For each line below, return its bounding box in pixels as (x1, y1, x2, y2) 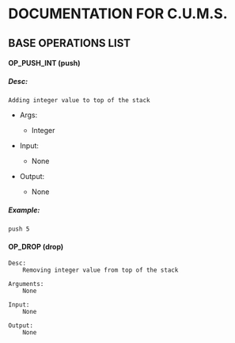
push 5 (8, 225, 30, 234)
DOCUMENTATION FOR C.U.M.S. (8, 5, 228, 23)
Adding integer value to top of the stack (8, 97, 150, 105)
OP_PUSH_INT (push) (8, 59, 81, 68)
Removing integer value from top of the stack (22, 266, 179, 274)
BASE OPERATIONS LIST (8, 36, 131, 50)
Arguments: (8, 280, 44, 288)
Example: (8, 205, 40, 215)
